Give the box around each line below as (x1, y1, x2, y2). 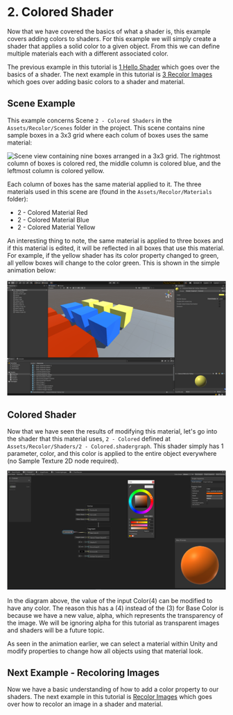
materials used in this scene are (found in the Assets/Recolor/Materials (7, 187, 213, 195)
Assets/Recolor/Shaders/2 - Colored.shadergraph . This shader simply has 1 (7, 442, 224, 450)
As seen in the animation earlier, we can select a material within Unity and (7, 639, 218, 648)
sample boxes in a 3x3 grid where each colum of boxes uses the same (7, 131, 209, 139)
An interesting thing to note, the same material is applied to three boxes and (7, 236, 224, 245)
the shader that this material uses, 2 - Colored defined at (7, 435, 171, 443)
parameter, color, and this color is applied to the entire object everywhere (7, 450, 217, 458)
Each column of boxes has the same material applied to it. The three (7, 180, 202, 188)
